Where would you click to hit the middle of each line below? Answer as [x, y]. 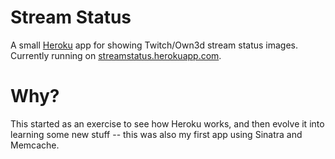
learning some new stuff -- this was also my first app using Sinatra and [156, 134]
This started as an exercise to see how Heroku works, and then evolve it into [167, 123]
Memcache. [35, 145]
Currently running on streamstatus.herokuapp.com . [116, 55]
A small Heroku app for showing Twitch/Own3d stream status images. [154, 45]
